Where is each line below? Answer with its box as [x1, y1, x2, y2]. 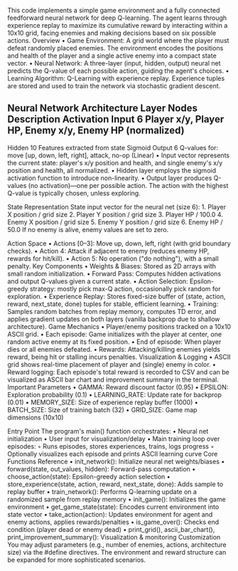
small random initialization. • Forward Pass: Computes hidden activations [7, 269, 222, 278]
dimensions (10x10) [7, 413, 64, 421]
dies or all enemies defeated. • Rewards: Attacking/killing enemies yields [7, 345, 221, 353]
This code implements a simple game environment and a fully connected [7, 6, 220, 14]
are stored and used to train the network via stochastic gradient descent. [7, 82, 221, 90]
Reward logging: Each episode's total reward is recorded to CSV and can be [7, 367, 229, 376]
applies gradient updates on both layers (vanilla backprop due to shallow [7, 315, 220, 323]
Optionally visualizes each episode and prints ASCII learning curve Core [7, 449, 218, 458]
